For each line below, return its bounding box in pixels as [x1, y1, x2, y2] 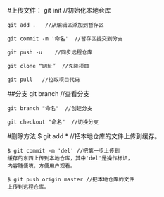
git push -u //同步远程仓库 [7, 49, 93, 56]
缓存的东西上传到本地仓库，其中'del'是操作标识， [7, 155, 134, 162]
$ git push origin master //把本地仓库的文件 [7, 176, 135, 183]
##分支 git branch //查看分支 [7, 90, 90, 97]
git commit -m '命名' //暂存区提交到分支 [7, 35, 123, 42]
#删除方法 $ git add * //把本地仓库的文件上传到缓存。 [7, 132, 161, 140]
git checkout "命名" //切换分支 [7, 119, 99, 126]
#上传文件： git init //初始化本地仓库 [7, 6, 111, 14]
